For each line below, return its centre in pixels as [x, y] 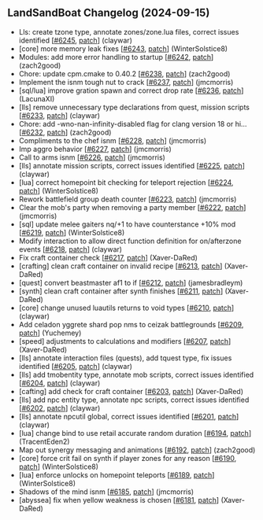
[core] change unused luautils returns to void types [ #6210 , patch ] [126, 308]
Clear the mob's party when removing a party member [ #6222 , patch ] [132, 207]
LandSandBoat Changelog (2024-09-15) [109, 13]
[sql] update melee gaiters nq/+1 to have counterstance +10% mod [127, 224]
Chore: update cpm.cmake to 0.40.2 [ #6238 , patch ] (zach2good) [124, 73]
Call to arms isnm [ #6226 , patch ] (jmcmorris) [92, 157]
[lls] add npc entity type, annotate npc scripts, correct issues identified [134, 400]
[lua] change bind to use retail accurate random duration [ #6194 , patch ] [135, 433]
